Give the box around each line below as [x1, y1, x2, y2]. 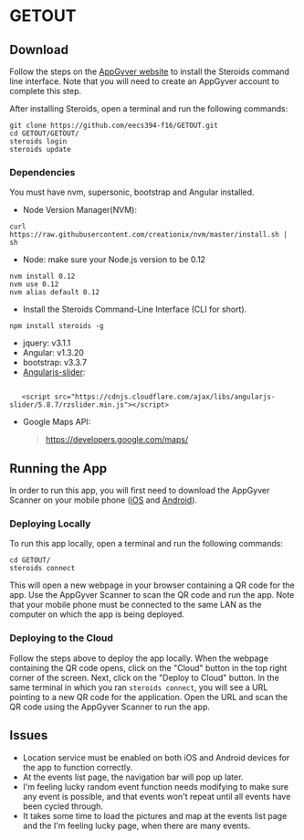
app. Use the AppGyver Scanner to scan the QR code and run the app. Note [9, 590, 295, 601]
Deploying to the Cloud [9, 632, 114, 644]
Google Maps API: [22, 417, 91, 428]
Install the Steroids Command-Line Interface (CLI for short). [22, 303, 247, 315]
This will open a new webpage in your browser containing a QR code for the [9, 579, 295, 590]
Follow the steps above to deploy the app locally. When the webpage [9, 653, 269, 664]
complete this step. [9, 86, 82, 96]
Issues [9, 728, 48, 743]
